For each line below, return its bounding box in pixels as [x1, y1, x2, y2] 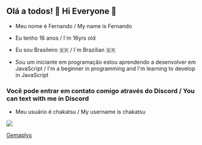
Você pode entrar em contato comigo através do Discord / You [6, 86, 195, 95]
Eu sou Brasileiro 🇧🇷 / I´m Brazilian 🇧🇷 [15, 46, 116, 53]
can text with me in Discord [6, 94, 89, 103]
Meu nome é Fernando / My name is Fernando [15, 22, 133, 29]
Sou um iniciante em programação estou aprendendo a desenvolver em [15, 58, 196, 65]
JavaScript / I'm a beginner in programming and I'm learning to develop [15, 65, 196, 72]
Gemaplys [6, 132, 32, 139]
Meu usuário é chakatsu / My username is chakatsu [15, 108, 146, 116]
